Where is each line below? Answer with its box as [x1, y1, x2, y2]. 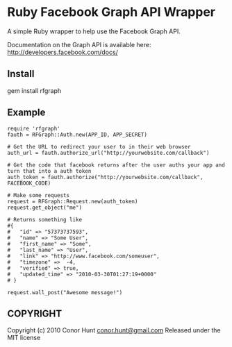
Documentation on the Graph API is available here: [7, 40, 151, 49]
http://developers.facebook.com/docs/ [7, 48, 118, 56]
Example [7, 107, 46, 119]
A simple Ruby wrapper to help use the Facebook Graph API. [7, 27, 181, 35]
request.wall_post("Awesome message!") [7, 289, 123, 296]
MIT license [7, 334, 41, 342]
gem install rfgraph [7, 86, 62, 94]
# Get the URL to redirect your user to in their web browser [7, 143, 191, 150]
